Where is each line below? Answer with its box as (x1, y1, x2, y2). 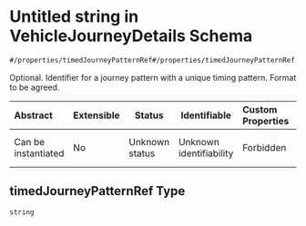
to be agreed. (9, 82, 60, 93)
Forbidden (242, 141, 287, 153)
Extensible (72, 109, 120, 122)
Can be (14, 135, 46, 148)
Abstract (14, 109, 53, 122)
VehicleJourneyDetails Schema (9, 25, 253, 46)
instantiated (14, 147, 65, 160)
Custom (242, 103, 278, 115)
